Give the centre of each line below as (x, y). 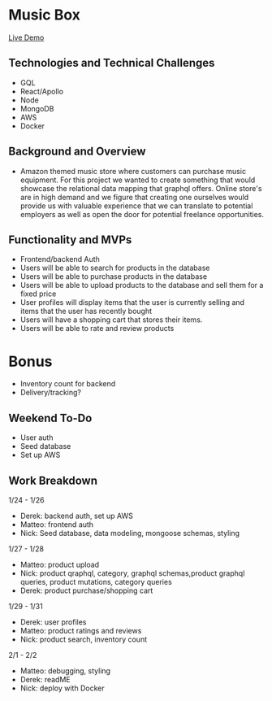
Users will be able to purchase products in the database (114, 276)
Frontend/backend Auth (60, 259)
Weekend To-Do (50, 418)
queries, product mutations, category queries (96, 581)
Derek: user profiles (53, 622)
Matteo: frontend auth (57, 524)
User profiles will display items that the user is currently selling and (132, 303)
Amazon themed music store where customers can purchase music (133, 171)
